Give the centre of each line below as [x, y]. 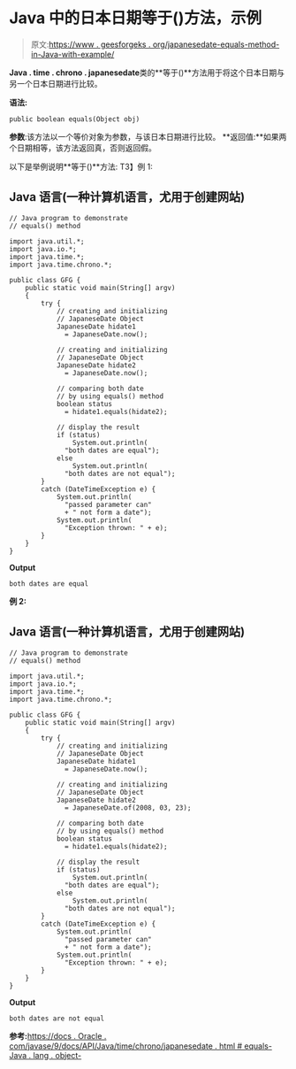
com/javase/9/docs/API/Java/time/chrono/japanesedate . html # [126, 1046]
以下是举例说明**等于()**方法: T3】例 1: [81, 166]
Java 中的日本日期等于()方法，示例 [136, 18]
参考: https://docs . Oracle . [58, 1035]
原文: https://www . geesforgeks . [91, 44]
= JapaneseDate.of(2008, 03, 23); [128, 808]
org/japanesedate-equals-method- [216, 44]
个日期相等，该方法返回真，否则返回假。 [83, 148]
